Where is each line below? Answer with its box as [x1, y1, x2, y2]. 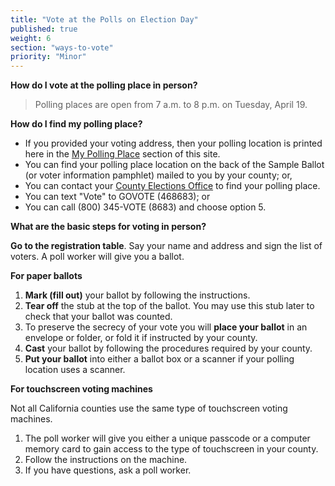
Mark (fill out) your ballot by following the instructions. [24, 289, 251, 301]
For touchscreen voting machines [10, 383, 153, 395]
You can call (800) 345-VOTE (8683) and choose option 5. [24, 201, 267, 213]
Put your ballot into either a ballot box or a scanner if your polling [24, 353, 295, 365]
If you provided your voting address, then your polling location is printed [24, 137, 323, 150]
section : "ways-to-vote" [10, 42, 114, 53]
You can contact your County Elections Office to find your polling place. [24, 180, 321, 192]
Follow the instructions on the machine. [24, 454, 188, 466]
